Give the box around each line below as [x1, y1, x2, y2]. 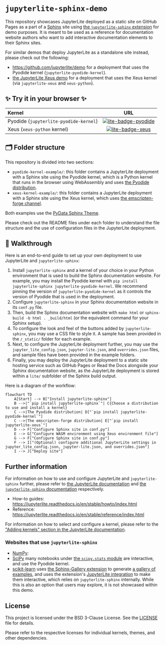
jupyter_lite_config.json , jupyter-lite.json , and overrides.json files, [12, 347, 160, 353]
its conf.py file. [12, 304, 43, 310]
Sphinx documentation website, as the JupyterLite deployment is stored [12, 368, 160, 374]
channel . [24, 200, 42, 206]
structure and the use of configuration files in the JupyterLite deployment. [5, 225, 156, 231]
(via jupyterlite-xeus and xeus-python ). [12, 80, 94, 86]
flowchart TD [5, 392, 32, 397]
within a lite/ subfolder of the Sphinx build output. [12, 373, 117, 379]
